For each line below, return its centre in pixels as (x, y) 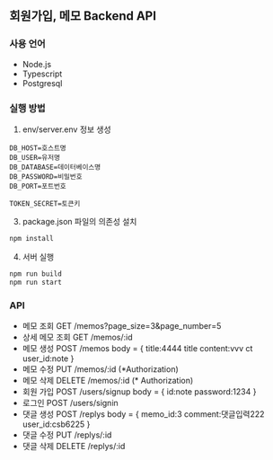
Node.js (37, 64)
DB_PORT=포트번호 (38, 186)
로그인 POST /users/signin (70, 402)
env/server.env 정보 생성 (66, 129)
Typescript (42, 74)
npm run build (36, 274)
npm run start (36, 282)
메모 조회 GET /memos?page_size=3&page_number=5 (122, 325)
